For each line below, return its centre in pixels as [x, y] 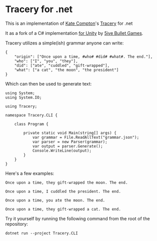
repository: [17, 224]
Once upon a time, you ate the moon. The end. [55, 200]
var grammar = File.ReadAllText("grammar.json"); [86, 137]
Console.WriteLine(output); [62, 150]
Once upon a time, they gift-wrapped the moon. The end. [67, 183]
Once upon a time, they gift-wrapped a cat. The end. [63, 209]
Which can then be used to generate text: [49, 84]
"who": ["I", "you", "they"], [46, 61]
